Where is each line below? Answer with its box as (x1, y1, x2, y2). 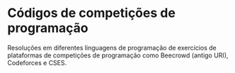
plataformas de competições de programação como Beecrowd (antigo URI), (7, 51, 229, 60)
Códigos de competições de (7, 5, 176, 21)
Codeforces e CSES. (7, 58, 67, 67)
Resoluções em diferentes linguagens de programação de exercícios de (7, 43, 217, 52)
